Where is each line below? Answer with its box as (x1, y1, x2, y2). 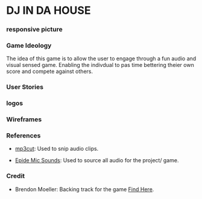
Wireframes (6, 115, 42, 124)
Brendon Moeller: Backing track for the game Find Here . (14, 185, 154, 193)
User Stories (6, 83, 44, 91)
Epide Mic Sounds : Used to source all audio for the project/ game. (14, 157, 179, 164)
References (6, 131, 41, 140)
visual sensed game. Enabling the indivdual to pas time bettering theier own (6, 62, 194, 69)
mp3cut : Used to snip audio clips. (14, 145, 99, 153)
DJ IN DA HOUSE (6, 4, 91, 17)
